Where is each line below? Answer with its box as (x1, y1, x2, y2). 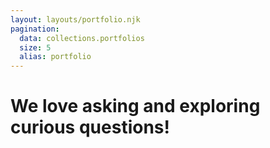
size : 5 (19, 42, 52, 53)
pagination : (10, 24, 60, 34)
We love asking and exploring (10, 95, 261, 118)
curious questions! (10, 116, 170, 139)
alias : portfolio (19, 52, 92, 62)
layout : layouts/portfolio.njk (10, 14, 141, 25)
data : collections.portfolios (19, 33, 145, 43)
